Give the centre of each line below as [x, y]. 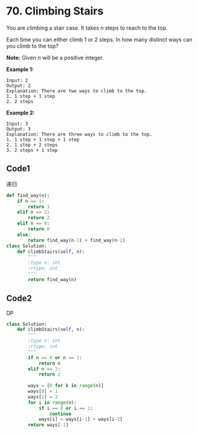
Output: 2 [19, 86]
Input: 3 [17, 124]
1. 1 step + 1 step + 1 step [43, 139]
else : [24, 235]
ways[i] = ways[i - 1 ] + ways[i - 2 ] [80, 420]
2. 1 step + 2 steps [32, 145]
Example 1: [20, 69]
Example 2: [21, 112]
